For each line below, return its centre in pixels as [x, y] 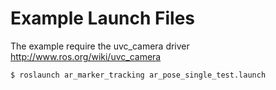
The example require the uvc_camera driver [100, 46]
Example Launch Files [103, 18]
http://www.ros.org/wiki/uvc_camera [86, 56]
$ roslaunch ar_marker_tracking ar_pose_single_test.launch [138, 75]
